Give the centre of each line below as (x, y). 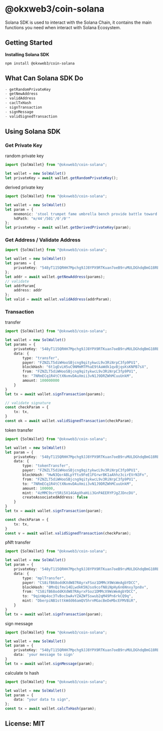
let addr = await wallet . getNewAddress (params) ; (55, 277)
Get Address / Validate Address (43, 240)
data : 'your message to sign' (44, 655)
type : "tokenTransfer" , (46, 466)
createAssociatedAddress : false (55, 497)
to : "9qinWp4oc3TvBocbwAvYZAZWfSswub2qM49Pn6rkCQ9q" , (78, 596)
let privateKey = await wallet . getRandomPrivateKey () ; (62, 178)
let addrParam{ (20, 286)
